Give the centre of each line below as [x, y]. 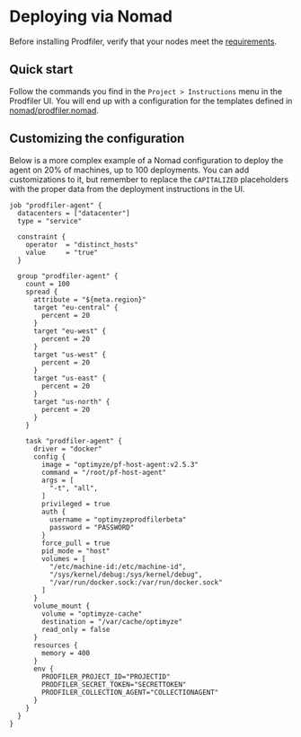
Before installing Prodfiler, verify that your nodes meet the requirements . [143, 41]
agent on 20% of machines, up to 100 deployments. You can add [129, 170]
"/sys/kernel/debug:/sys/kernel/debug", [126, 575]
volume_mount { [62, 606]
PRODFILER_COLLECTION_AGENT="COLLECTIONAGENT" [130, 692]
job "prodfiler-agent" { [56, 205]
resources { [55, 645]
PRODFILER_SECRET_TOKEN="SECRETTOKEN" [114, 684]
